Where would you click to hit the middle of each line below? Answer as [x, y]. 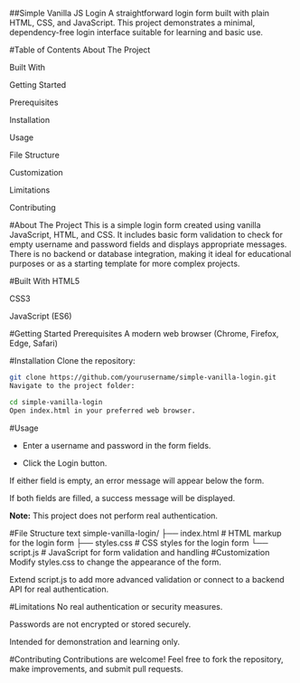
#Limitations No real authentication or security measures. [116, 606]
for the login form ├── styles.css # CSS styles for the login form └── [139, 543]
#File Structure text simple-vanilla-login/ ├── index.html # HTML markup [145, 533]
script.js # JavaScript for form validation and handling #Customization [140, 552]
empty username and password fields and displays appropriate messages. [148, 244]
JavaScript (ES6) [41, 316]
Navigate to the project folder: [72, 385]
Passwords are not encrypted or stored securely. [100, 624]
